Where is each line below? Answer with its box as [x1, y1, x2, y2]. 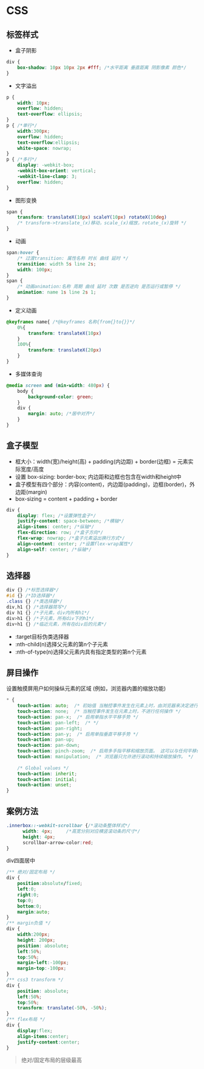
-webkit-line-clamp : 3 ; [17, 173, 78, 180]
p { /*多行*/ [6, 157, 38, 163]
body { [17, 388, 34, 394]
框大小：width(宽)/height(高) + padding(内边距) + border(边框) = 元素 [15, 457, 188, 465]
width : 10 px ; [17, 100, 50, 106]
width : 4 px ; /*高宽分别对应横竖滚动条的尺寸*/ [22, 828, 141, 834]
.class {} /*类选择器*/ [6, 598, 63, 605]
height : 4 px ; [22, 834, 56, 840]
